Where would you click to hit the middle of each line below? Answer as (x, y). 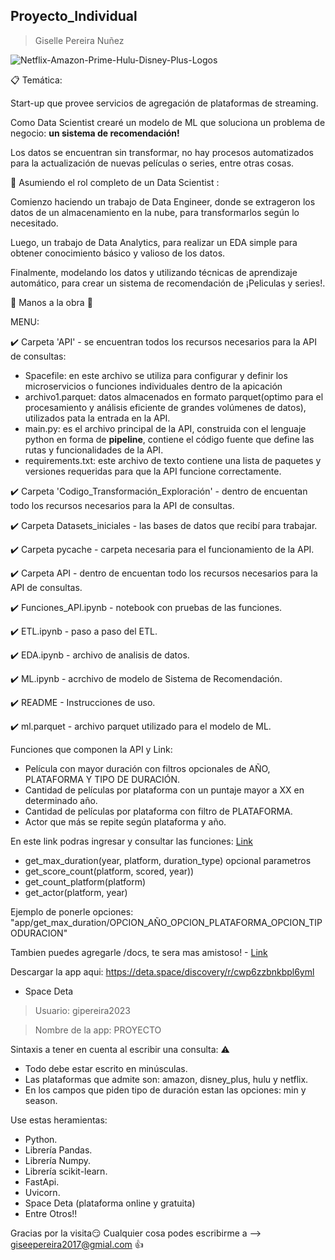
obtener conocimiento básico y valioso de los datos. (118, 253)
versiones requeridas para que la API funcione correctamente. (153, 471)
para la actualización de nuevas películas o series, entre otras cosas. (152, 163)
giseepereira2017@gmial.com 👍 (77, 1244)
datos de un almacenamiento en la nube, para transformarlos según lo (155, 212)
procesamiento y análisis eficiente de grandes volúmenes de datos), (165, 407)
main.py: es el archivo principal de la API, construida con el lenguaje (165, 428)
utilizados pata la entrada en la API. (97, 418)
